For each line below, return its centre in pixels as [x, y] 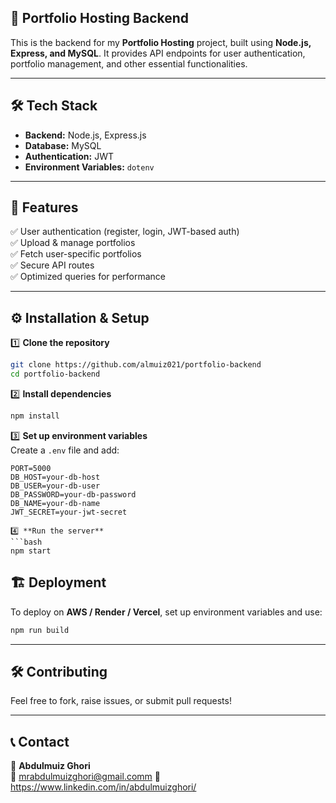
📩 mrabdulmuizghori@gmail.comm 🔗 [85, 777]
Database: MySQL [63, 145]
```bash [26, 542]
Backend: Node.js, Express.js [85, 135]
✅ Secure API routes [52, 265]
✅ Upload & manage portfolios [73, 243]
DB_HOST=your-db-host [55, 477]
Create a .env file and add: [65, 450]
